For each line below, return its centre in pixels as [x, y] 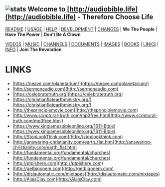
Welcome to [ [49, 9]
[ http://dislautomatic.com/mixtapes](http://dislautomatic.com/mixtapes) [86, 173]
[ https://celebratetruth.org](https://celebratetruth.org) [68, 94]
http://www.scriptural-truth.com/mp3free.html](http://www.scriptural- [86, 115]
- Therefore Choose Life [115, 17]
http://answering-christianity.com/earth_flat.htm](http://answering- [83, 142]
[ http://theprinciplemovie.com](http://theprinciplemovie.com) [75, 110]
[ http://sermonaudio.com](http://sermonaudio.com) [65, 88]
